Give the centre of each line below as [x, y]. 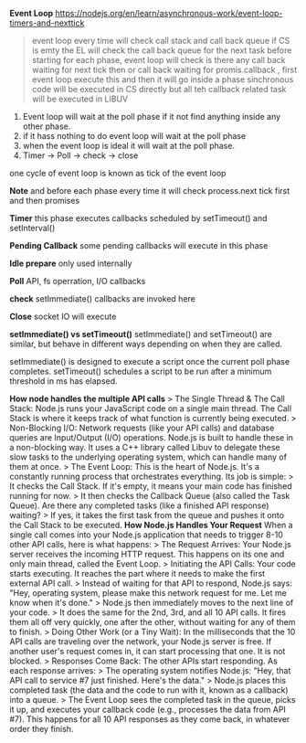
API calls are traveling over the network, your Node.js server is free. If [141, 642]
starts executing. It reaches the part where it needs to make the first [137, 573]
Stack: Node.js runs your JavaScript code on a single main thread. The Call [151, 409]
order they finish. [42, 729]
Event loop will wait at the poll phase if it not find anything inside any [152, 117]
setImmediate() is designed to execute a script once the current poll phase [150, 361]
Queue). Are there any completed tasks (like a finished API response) [139, 505]
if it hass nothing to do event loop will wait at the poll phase [134, 136]
